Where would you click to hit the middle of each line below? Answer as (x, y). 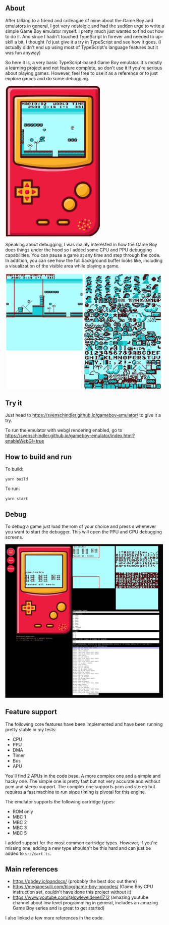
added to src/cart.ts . (28, 853)
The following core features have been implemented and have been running (84, 724)
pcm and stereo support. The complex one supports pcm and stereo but (80, 786)
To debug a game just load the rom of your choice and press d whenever (81, 526)
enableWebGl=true (25, 441)
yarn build (17, 479)
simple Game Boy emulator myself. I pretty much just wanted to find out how (85, 31)
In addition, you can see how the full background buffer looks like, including (84, 260)
